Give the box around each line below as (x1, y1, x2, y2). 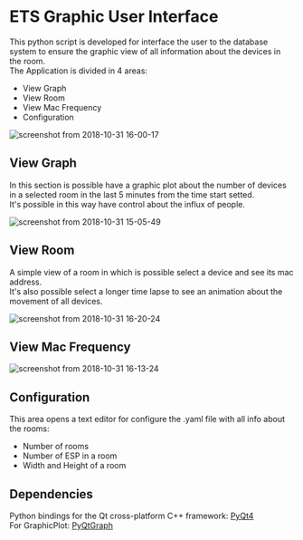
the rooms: (9, 423, 50, 434)
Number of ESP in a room (22, 450, 118, 461)
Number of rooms (22, 441, 89, 452)
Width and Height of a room (22, 460, 127, 471)
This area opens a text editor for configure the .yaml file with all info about (9, 414, 286, 425)
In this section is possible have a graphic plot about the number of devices (9, 179, 287, 190)
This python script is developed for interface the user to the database (9, 36, 269, 47)
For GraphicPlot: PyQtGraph (9, 520, 113, 531)
